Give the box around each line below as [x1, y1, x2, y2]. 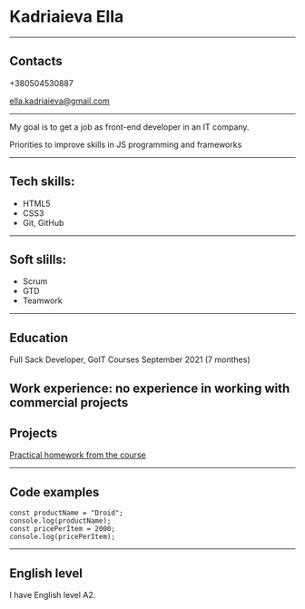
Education [9, 329, 69, 346]
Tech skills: [9, 174, 75, 190]
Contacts [9, 54, 64, 69]
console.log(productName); [9, 516, 112, 526]
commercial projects [9, 395, 129, 410]
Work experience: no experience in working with [9, 380, 290, 396]
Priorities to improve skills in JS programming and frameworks [9, 139, 242, 150]
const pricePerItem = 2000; [9, 525, 116, 534]
